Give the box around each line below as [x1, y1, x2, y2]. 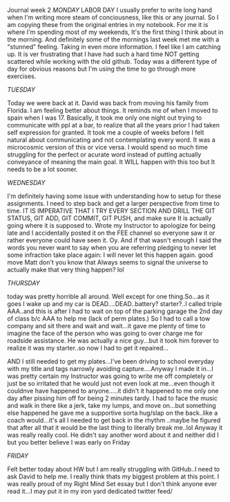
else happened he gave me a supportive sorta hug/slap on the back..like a [7, 409, 218, 417]
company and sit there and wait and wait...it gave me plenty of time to [7, 322, 206, 330]
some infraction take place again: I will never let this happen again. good [7, 251, 213, 259]
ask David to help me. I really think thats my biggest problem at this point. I [7, 472, 220, 481]
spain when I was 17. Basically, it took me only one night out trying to [7, 114, 202, 122]
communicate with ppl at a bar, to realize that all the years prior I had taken [7, 121, 220, 129]
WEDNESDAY [7, 179, 46, 186]
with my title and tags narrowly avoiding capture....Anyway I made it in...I [7, 365, 214, 373]
